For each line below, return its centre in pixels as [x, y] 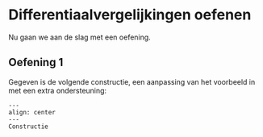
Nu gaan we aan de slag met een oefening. [79, 37]
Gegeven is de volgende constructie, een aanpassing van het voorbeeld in [132, 81]
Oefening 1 [36, 62]
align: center [32, 112]
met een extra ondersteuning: [58, 90]
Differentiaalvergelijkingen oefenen [130, 15]
